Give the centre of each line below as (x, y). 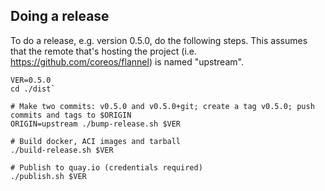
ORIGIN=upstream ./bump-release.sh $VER (96, 124)
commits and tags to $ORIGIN (71, 115)
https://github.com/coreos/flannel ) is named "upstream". (127, 61)
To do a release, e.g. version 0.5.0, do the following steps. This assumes (159, 40)
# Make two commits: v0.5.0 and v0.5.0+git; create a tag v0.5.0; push (162, 106)
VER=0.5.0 (31, 80)
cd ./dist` (33, 89)
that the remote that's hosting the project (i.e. (104, 51)
